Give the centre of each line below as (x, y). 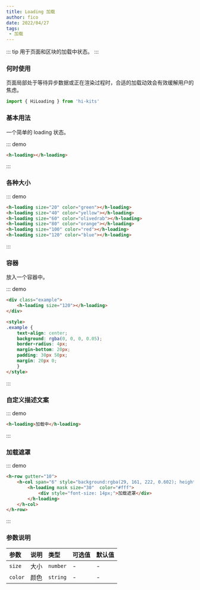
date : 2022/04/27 (28, 23)
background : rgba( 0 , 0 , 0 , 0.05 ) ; (60, 339)
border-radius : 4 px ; (42, 344)
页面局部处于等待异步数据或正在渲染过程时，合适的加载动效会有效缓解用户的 (100, 83)
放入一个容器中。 (27, 277)
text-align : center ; (42, 333)
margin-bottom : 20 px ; (43, 350)
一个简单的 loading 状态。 (38, 132)
